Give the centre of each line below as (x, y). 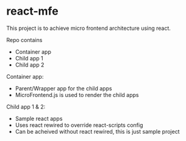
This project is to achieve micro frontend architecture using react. (88, 28)
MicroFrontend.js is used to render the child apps (77, 95)
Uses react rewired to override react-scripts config (79, 125)
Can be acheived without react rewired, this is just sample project (97, 131)
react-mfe (33, 11)
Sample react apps (39, 118)
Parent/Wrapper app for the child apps (63, 88)
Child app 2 (30, 65)
